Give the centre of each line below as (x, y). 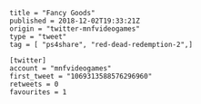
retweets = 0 (34, 84)
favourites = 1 (38, 92)
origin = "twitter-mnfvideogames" (75, 29)
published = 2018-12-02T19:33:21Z (75, 21)
